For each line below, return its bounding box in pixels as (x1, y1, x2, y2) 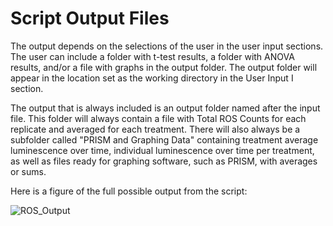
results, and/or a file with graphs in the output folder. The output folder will (10, 61, 318, 73)
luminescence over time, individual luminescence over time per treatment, (10, 144, 315, 156)
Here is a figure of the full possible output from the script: (10, 185, 248, 197)
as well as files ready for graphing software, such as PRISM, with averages (10, 155, 318, 167)
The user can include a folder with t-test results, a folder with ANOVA (10, 50, 295, 62)
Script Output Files (10, 7, 170, 30)
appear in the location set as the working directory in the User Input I (10, 72, 294, 84)
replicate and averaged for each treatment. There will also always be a (10, 123, 301, 135)
